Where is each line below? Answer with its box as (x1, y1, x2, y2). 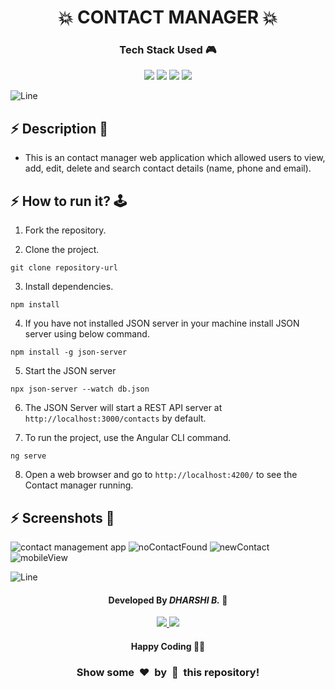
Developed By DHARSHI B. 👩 (108, 594, 228, 606)
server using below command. (24, 328, 150, 340)
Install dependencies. (24, 281, 114, 293)
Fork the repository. (24, 224, 107, 236)
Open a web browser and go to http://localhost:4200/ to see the (24, 469, 298, 481)
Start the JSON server (24, 365, 117, 377)
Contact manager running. (24, 479, 134, 491)
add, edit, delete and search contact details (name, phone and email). (24, 162, 312, 175)
